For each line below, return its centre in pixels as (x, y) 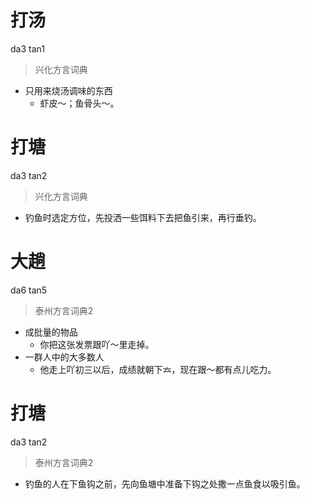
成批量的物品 (51, 332)
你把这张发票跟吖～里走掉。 (97, 344)
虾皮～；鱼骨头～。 (79, 103)
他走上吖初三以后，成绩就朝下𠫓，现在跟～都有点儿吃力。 (158, 369)
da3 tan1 (27, 48)
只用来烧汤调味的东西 (68, 90)
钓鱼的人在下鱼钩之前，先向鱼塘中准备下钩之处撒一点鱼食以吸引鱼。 (165, 483)
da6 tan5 (29, 290)
